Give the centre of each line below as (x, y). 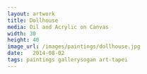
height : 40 (23, 40)
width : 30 (22, 33)
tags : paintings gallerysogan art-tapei (68, 60)
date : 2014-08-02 (36, 54)
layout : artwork (31, 14)
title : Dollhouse (33, 20)
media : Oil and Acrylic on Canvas (58, 27)
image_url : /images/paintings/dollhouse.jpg (74, 47)
